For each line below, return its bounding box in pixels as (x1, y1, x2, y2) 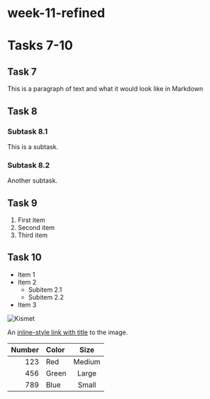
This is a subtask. (7, 142, 59, 151)
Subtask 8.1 (7, 126, 48, 136)
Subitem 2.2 (28, 293, 64, 301)
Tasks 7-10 (7, 38, 73, 54)
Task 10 (7, 251, 42, 263)
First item (17, 215, 45, 224)
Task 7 (7, 65, 37, 77)
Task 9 (7, 197, 38, 209)
